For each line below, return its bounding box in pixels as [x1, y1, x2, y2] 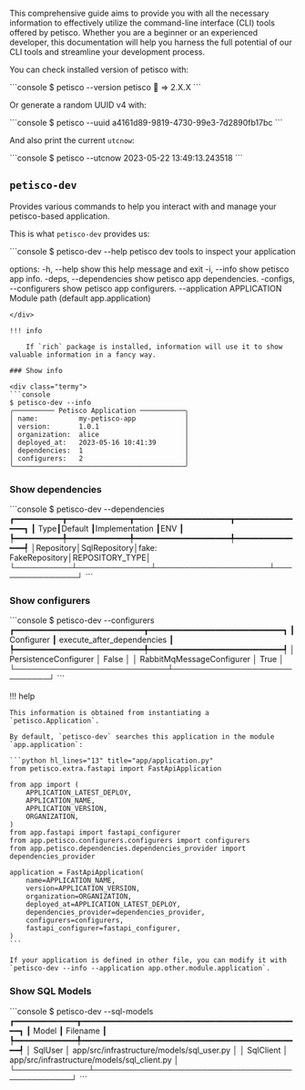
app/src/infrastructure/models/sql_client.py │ [9, 1054, 179, 1065]
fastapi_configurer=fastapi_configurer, [25, 924, 181, 933]
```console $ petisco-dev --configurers [9, 615, 155, 626]
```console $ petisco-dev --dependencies [9, 503, 166, 514]
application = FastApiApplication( [9, 868, 145, 877]
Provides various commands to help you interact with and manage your [9, 201, 277, 212]
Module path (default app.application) [9, 292, 152, 304]
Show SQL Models [9, 985, 92, 998]
